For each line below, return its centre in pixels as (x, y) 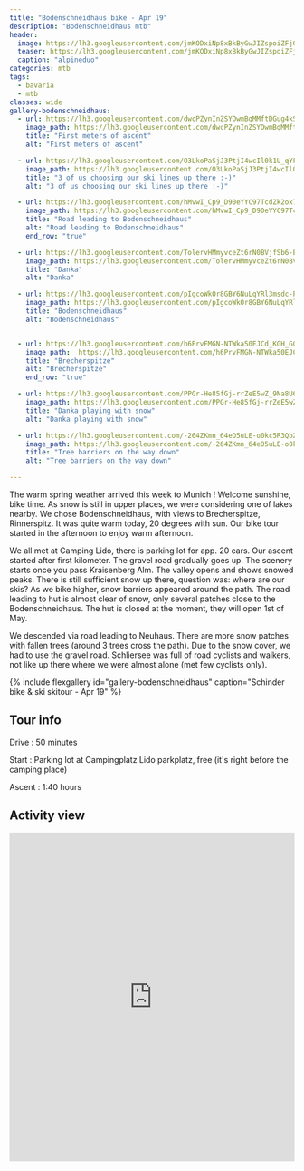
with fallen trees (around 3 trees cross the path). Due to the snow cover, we (150, 645)
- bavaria (36, 85)
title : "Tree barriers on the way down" (103, 453)
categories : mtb (40, 69)
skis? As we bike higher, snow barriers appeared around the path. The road (150, 589)
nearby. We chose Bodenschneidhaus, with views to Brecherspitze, (135, 514)
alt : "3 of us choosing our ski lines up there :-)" (127, 186)
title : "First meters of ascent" (89, 136)
